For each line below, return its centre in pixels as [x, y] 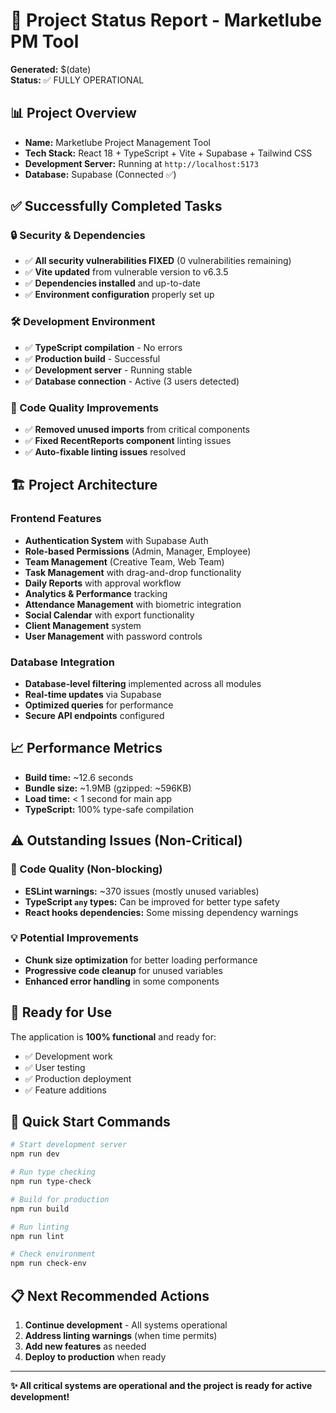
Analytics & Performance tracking [96, 593]
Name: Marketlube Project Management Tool [117, 142]
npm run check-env [48, 1264]
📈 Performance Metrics [86, 748]
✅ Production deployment [78, 1078]
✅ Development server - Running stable [108, 370]
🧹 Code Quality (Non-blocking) [86, 869]
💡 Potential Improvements [74, 938]
